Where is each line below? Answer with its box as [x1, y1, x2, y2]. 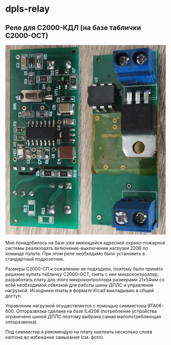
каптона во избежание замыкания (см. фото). [5, 334, 104, 340]
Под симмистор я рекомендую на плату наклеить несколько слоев [5, 329, 153, 335]
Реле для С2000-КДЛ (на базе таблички [5, 23, 141, 32]
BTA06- [147, 303, 164, 309]
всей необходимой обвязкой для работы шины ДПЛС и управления [5, 282, 154, 288]
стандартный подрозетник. [5, 256, 65, 262]
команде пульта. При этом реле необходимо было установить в [5, 250, 145, 257]
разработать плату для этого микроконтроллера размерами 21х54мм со [5, 277, 165, 283]
